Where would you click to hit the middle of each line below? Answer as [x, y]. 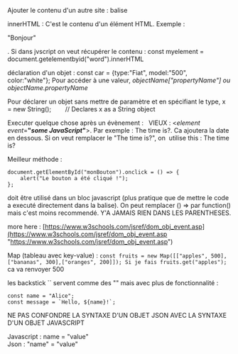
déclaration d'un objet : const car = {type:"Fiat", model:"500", [98, 73]
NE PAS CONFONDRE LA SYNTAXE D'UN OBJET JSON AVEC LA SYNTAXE [117, 315]
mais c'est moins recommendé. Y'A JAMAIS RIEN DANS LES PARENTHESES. [119, 213]
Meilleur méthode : [35, 159]
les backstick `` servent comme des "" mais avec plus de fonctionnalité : [113, 283]
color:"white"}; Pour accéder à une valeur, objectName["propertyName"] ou [119, 80]
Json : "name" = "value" [43, 344]
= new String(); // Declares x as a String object [81, 109]
